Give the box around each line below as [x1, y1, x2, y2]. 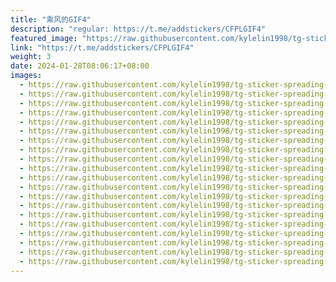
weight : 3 [10, 52, 52, 62]
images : [10, 71, 43, 81]
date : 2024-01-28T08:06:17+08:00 [10, 61, 150, 71]
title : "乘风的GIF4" [10, 14, 92, 25]
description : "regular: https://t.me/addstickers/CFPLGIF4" [10, 24, 267, 34]
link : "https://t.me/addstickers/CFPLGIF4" [10, 42, 195, 53]
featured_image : [10, 33, 78, 43]
